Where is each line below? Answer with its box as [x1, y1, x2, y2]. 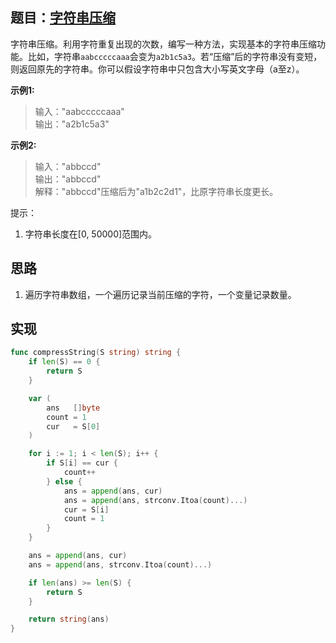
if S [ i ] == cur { [46, 458, 118, 468]
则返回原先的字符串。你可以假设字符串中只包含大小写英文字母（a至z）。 [10, 63, 305, 75]
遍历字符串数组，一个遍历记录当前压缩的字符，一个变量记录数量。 [24, 288, 297, 300]
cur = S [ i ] [63, 504, 110, 515]
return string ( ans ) [28, 614, 110, 625]
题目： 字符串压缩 [10, 9, 116, 27]
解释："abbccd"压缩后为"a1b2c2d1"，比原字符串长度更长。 [34, 185, 279, 197]
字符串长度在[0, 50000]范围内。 [24, 228, 158, 240]
